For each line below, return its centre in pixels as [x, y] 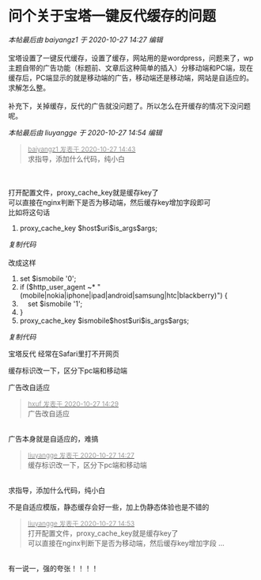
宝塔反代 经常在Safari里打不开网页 [64, 354]
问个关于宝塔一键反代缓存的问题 [112, 16]
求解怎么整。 [29, 87]
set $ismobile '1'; [55, 303]
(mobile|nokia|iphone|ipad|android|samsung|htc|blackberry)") [121, 295]
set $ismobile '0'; [48, 279]
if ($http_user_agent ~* [57, 286]
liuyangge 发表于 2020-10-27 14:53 [81, 523]
